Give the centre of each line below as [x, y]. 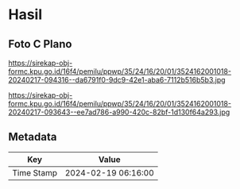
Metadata [33, 137]
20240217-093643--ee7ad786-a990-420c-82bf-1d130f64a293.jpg [119, 112]
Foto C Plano [40, 44]
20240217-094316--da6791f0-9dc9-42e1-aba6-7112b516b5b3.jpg [117, 80]
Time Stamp [35, 172]
